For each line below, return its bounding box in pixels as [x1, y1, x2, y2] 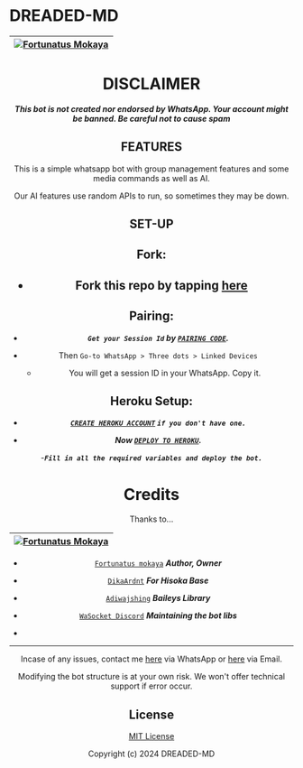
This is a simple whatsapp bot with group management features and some [14, 163, 289, 174]
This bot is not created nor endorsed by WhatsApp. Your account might [14, 103, 289, 114]
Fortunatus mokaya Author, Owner [94, 558, 223, 569]
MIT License [128, 731, 175, 742]
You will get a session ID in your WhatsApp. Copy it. [69, 367, 262, 378]
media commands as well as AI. [93, 172, 210, 183]
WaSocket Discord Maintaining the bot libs [79, 610, 237, 621]
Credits [123, 484, 180, 504]
